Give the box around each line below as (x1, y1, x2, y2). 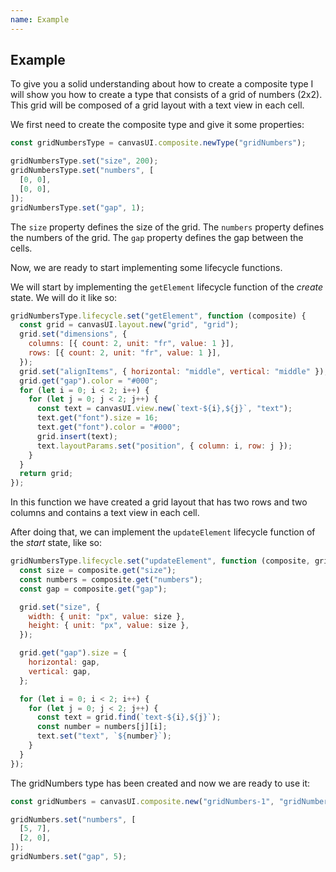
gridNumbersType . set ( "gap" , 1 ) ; (10, 202, 145, 213)
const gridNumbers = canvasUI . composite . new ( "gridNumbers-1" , (10, 796, 275, 806)
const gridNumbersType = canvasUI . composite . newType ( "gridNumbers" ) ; (10, 138, 307, 148)
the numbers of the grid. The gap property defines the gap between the (10, 231, 304, 243)
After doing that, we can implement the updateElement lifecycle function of (10, 526, 316, 538)
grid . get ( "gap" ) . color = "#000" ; (19, 376, 159, 386)
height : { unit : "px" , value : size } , (28, 621, 190, 631)
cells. (10, 242, 33, 254)
